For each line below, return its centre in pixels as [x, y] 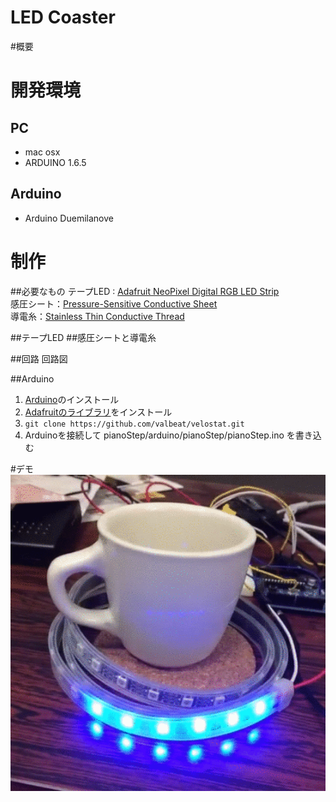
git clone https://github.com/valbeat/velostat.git [134, 424]
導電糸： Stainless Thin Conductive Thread [97, 316]
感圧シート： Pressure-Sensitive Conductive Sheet [114, 303]
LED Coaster [63, 17]
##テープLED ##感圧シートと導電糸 [83, 337]
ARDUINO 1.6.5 [55, 162]
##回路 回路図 [39, 358]
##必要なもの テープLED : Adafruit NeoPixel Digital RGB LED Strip [145, 291]
